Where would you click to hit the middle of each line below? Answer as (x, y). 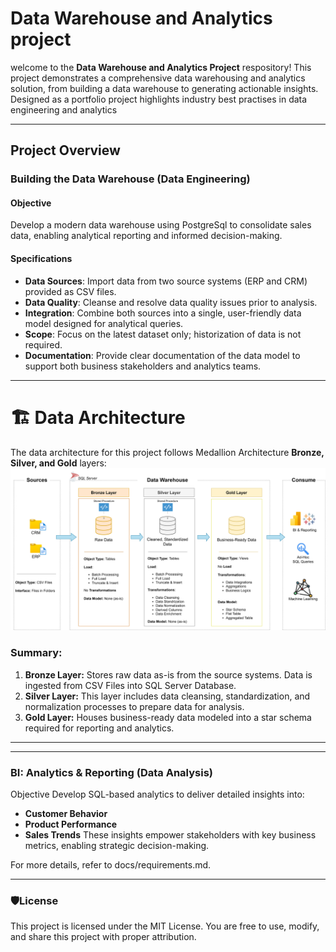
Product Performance (71, 824)
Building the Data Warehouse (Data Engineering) (130, 179)
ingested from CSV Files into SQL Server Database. (130, 685)
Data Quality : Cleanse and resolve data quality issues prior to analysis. (171, 302)
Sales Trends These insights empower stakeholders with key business (170, 835)
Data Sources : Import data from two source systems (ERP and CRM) (166, 281)
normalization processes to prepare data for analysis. (134, 706)
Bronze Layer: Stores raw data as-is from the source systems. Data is (168, 674)
